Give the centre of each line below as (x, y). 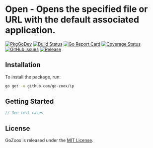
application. (30, 30)
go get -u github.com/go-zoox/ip (40, 86)
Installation (23, 65)
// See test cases (24, 113)
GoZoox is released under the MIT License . (49, 141)
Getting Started (30, 102)
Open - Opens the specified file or (76, 9)
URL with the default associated (72, 20)
